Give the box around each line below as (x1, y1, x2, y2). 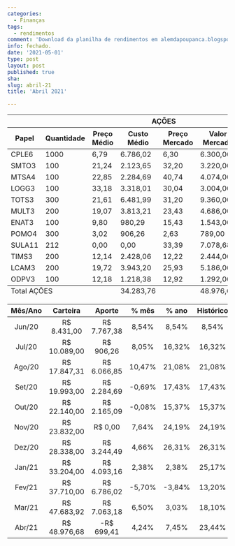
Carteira (52, 306, 81, 316)
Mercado (162, 138, 194, 147)
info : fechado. (7, 43, 52, 50)
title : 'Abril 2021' (7, 88, 68, 95)
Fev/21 (15, 482, 38, 492)
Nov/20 (13, 422, 39, 432)
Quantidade (45, 133, 85, 143)
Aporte (94, 306, 119, 316)
